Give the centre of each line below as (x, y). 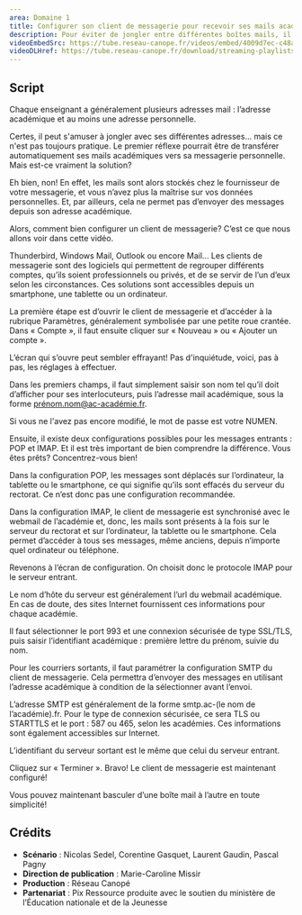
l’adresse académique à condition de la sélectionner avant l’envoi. (131, 686)
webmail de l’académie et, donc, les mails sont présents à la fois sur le (139, 521)
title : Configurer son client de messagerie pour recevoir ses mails (142, 26)
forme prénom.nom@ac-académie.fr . (78, 403)
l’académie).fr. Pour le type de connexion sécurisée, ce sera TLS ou (135, 713)
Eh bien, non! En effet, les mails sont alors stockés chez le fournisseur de (145, 182)
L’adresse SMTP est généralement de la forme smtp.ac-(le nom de (133, 704)
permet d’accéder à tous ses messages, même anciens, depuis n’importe (145, 540)
